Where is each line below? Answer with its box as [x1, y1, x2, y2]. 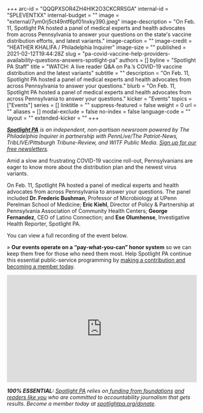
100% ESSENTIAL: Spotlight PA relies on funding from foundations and [7, 387, 184, 394]
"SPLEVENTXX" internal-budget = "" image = [7, 11, 120, 19]
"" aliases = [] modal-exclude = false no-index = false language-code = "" [7, 108, 191, 115]
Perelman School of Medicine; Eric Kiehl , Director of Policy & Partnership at [7, 201, 195, 208]
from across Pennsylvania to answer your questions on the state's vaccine [7, 31, 192, 38]
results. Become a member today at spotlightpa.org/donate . [7, 400, 156, 407]
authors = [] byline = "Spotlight [119, 57, 196, 63]
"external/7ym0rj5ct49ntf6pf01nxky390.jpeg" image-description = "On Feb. [7, 18, 195, 25]
